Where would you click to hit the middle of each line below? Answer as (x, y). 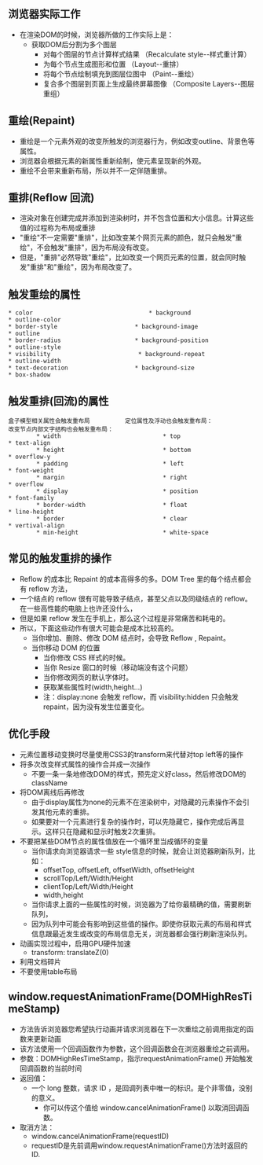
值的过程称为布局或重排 (57, 228)
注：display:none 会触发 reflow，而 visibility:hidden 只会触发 (141, 696)
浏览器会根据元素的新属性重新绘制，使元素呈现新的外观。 (112, 160)
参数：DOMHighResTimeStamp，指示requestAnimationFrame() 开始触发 (136, 1058)
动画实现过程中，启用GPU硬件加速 (75, 943)
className (49, 783)
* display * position (117, 491)
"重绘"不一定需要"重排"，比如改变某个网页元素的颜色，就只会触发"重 (131, 237)
